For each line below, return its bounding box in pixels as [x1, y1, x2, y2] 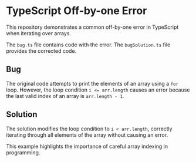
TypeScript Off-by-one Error [6, 4, 147, 18]
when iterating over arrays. [6, 29, 72, 36]
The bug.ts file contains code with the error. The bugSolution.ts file [6, 41, 171, 48]
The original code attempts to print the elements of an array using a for [6, 80, 179, 87]
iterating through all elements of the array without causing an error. [6, 131, 168, 139]
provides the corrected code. [6, 47, 77, 54]
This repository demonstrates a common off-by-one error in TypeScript [6, 23, 179, 31]
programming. [6, 148, 40, 156]
